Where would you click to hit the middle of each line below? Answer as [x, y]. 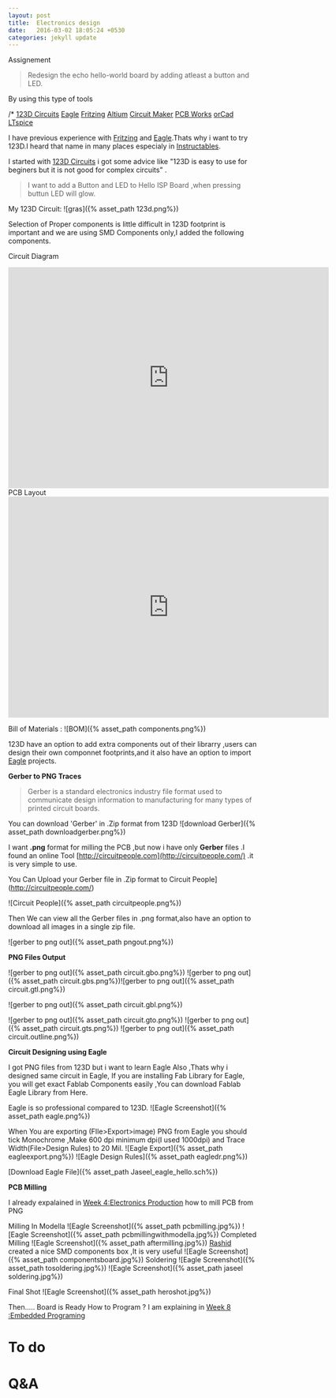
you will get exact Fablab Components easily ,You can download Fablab [125, 1084]
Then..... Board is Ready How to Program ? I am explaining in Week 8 [119, 1307]
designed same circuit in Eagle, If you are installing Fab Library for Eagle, [127, 1076]
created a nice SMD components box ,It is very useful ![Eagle [108, 1251]
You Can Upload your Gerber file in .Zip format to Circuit [99, 879]
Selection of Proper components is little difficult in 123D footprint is [117, 224]
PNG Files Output [37, 958]
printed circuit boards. [63, 808]
